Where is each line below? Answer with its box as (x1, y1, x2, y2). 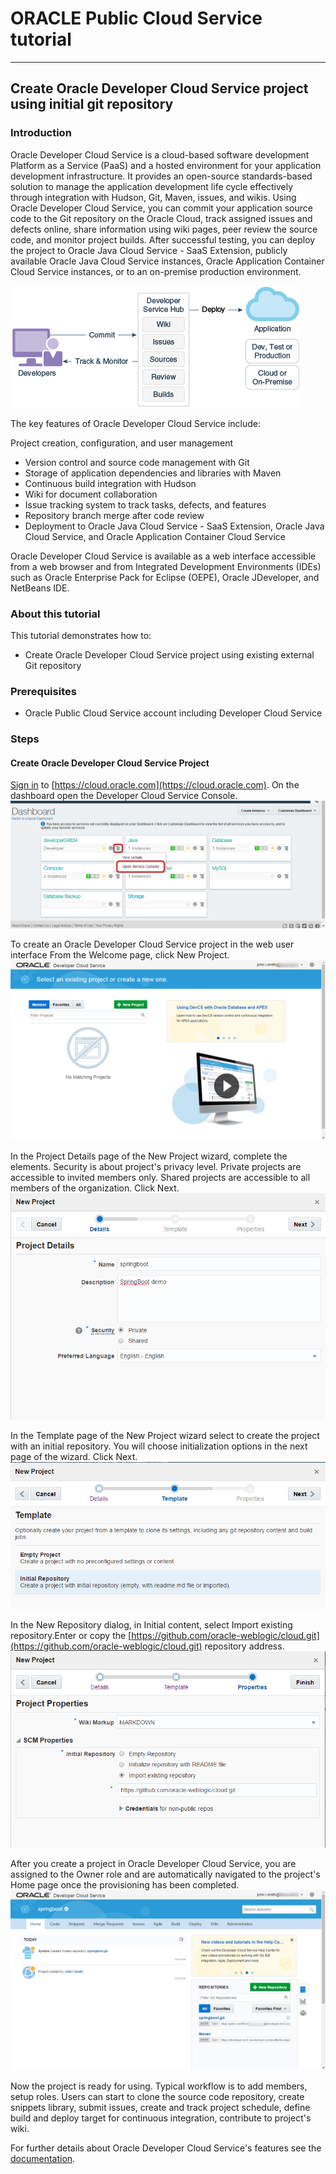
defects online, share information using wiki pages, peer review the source (10, 223, 318, 235)
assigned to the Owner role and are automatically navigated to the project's (10, 1868, 321, 1880)
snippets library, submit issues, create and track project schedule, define (10, 2102, 311, 2114)
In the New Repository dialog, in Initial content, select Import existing (10, 1619, 293, 1631)
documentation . (10, 2153, 76, 2165)
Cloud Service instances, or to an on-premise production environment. (10, 265, 302, 277)
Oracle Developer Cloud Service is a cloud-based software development (10, 148, 310, 161)
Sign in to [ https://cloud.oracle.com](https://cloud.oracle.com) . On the (10, 779, 300, 791)
